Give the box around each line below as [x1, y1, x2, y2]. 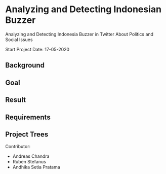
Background [5, 61, 45, 69]
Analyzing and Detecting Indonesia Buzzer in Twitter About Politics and [5, 31, 153, 37]
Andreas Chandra [12, 153, 50, 159]
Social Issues [5, 37, 33, 43]
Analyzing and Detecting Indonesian [5, 4, 162, 15]
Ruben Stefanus [12, 159, 47, 165]
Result [5, 95, 26, 105]
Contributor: [5, 144, 31, 150]
